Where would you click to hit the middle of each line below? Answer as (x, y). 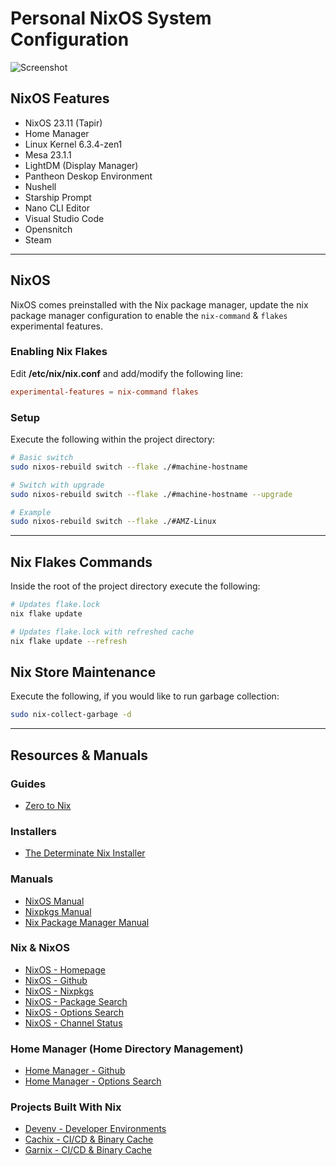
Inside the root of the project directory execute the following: (135, 586)
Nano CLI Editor (57, 208)
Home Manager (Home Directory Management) (127, 1049)
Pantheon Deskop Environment (88, 176)
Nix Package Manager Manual (87, 922)
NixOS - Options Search (74, 1012)
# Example (31, 512)
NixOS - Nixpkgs (59, 991)
